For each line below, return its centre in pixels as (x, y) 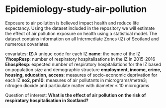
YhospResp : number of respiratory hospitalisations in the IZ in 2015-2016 (80, 59)
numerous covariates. (27, 44)
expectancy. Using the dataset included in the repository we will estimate (80, 28)
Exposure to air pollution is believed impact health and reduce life (72, 23)
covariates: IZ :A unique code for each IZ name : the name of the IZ (73, 54)
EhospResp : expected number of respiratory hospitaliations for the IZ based (83, 64)
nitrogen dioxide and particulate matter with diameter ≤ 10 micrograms (77, 85)
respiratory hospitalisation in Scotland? (47, 100)
